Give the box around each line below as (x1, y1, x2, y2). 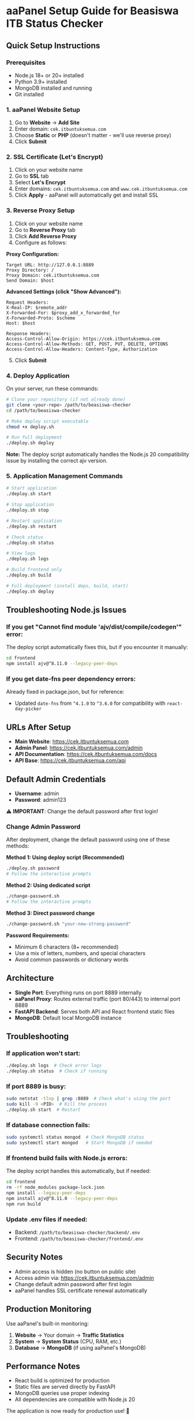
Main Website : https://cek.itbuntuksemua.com (14, 738, 129, 745)
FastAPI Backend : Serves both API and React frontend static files (14, 1007, 175, 1015)
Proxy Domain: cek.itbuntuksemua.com (6, 272, 100, 278)
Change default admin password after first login (14, 1280, 132, 1287)
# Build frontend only (6, 566, 62, 573)
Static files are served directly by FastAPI (14, 1383, 116, 1390)
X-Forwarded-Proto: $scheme (6, 315, 76, 321)
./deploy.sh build (6, 572, 52, 578)
